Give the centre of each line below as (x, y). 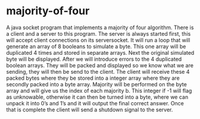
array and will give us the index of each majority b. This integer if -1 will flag (99, 90)
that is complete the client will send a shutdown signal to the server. (90, 109)
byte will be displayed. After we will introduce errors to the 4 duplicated (94, 59)
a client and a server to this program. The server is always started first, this (99, 33)
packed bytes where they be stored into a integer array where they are (93, 78)
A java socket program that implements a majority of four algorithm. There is (100, 27)
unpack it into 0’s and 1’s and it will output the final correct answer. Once (95, 103)
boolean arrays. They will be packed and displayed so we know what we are (100, 65)
